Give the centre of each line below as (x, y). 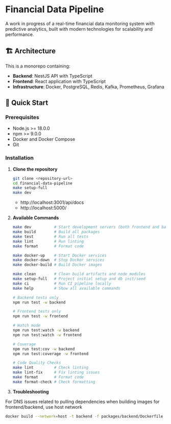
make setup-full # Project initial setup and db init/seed (79, 279)
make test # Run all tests (51, 237)
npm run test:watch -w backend (46, 331)
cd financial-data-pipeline (42, 183)
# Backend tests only (35, 297)
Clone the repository (35, 169)
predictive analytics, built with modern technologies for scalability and (79, 29)
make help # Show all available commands (67, 288)
